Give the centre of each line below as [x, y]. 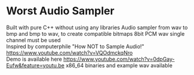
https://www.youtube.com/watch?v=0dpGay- [119, 59]
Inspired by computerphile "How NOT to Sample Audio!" [75, 46]
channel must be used [33, 40]
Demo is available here [34, 59]
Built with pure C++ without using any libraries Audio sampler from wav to [97, 27]
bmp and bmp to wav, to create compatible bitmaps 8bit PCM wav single [96, 33]
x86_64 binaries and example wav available [119, 65]
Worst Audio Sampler [60, 11]
